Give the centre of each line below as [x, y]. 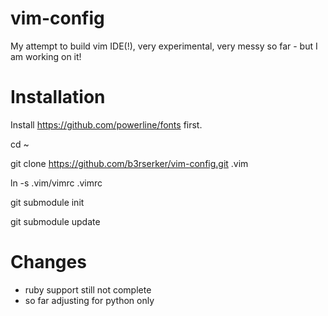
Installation [58, 97]
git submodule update [55, 221]
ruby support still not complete [88, 289]
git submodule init [47, 202]
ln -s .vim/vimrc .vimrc [56, 183]
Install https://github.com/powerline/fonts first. [106, 124]
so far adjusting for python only [89, 300]
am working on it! [46, 56]
